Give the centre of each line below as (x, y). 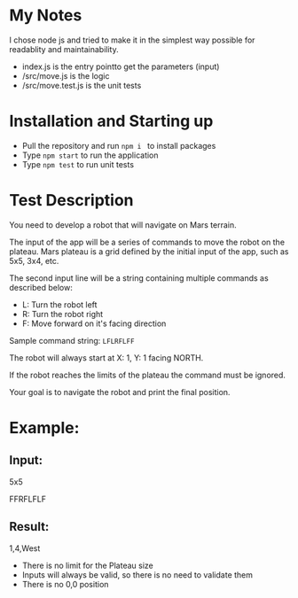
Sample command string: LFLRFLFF (72, 340)
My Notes (46, 16)
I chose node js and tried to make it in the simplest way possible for (132, 40)
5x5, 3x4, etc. (34, 260)
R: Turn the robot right (63, 314)
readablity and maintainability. (64, 49)
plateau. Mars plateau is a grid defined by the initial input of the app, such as (149, 251)
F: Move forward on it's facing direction (94, 323)
